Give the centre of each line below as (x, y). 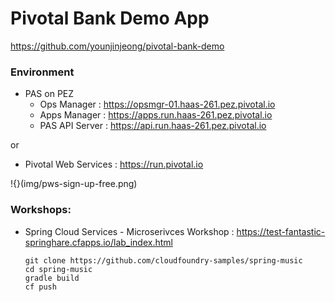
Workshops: (41, 210)
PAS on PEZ (49, 94)
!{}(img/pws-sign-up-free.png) (74, 184)
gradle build (52, 278)
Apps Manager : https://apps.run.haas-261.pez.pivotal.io (156, 115)
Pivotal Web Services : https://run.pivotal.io (114, 164)
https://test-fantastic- (281, 231)
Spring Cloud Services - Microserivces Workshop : (129, 231)
